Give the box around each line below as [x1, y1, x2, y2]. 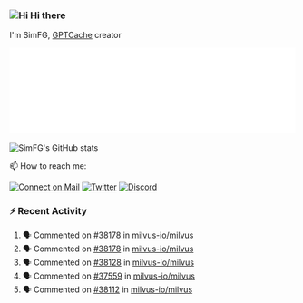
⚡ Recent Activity [9, 205, 88, 218]
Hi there [30, 9, 66, 22]
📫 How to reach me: [9, 161, 87, 171]
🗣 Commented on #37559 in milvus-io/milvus [22, 270, 195, 281]
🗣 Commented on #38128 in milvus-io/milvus [22, 257, 195, 268]
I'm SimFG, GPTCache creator [9, 30, 122, 41]
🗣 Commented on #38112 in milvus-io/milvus [22, 284, 193, 295]
